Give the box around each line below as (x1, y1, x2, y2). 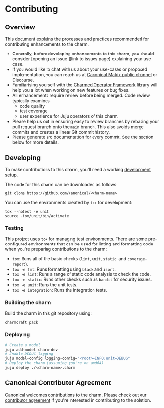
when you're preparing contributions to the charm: (5, 246, 107, 252)
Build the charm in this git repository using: (5, 310, 92, 316)
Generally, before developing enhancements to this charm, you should (12, 51, 154, 56)
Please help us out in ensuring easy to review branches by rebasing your (12, 119, 159, 124)
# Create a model (5, 342, 41, 347)
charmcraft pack (5, 320, 38, 325)
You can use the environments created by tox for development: (5, 199, 133, 205)
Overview (5, 23, 36, 31)
